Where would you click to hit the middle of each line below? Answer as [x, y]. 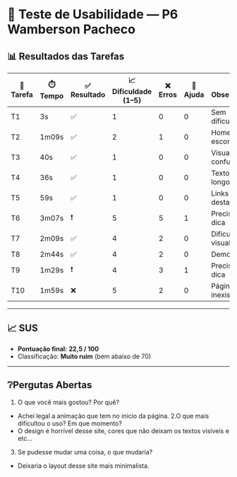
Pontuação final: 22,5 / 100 [58, 349]
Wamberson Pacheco [72, 29]
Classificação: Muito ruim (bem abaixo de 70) [84, 356]
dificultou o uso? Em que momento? [69, 423]
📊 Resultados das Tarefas [66, 56]
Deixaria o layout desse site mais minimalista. [83, 466]
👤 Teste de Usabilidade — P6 [93, 14]
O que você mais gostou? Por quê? [68, 402]
